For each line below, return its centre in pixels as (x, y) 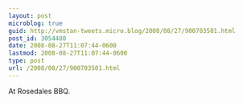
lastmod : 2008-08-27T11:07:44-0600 (68, 53)
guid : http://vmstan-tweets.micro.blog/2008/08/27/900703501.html (122, 31)
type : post (27, 61)
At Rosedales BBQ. (39, 91)
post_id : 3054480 (37, 38)
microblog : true (35, 23)
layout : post (30, 16)
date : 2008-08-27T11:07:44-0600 (62, 46)
